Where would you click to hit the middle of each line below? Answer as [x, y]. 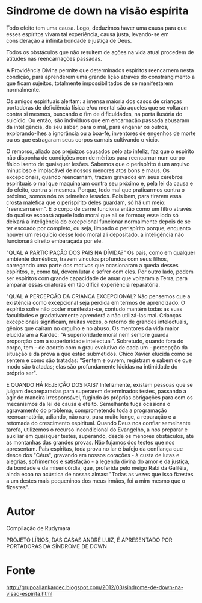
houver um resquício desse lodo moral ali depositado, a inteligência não [95, 234]
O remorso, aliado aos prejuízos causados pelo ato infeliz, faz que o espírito [100, 151]
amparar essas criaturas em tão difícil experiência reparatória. [83, 284]
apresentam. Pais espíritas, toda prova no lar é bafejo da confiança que [95, 448]
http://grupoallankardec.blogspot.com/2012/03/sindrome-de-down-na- [95, 587]
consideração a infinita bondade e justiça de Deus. [69, 40]
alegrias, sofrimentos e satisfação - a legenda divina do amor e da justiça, [98, 461]
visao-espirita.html [29, 593]
